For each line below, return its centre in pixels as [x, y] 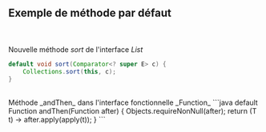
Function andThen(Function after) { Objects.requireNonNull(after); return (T [133, 111]
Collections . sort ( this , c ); [69, 71]
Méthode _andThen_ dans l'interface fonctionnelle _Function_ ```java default [133, 102]
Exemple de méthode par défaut [90, 13]
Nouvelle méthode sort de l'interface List [76, 49]
